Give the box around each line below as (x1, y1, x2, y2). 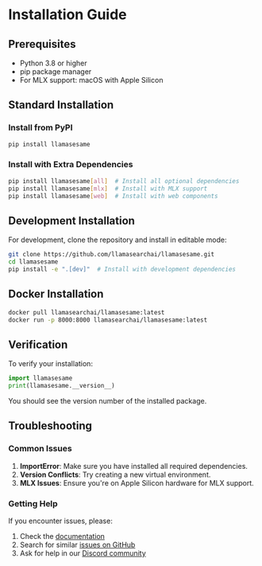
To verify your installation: (8, 359, 94, 369)
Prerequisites (8, 37, 76, 51)
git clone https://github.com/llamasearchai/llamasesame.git (8, 251, 215, 259)
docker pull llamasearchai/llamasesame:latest (8, 308, 165, 316)
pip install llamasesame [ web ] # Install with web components (8, 192, 218, 200)
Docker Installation (8, 287, 104, 301)
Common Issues (8, 443, 73, 455)
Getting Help (8, 498, 58, 509)
